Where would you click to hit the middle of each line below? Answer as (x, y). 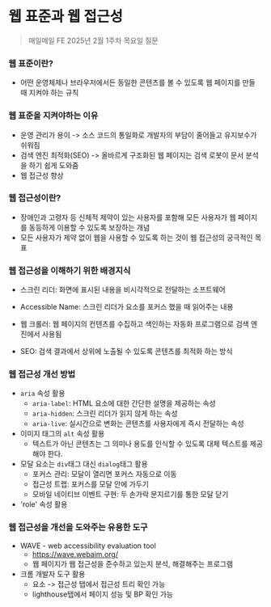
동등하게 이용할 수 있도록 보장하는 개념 (89, 227)
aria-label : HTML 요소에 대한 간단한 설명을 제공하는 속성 (124, 403)
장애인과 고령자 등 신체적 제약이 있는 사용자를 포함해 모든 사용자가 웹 (128, 217)
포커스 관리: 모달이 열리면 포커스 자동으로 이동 (104, 474)
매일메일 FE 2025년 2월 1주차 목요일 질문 (93, 40)
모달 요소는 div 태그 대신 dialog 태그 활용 (84, 464)
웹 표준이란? (31, 63)
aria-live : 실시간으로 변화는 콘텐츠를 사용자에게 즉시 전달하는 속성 (138, 424)
